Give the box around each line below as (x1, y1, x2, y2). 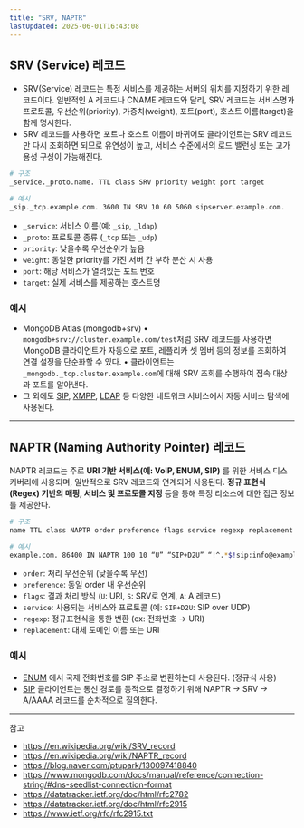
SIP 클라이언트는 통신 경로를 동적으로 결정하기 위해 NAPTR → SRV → (22, 683, 269, 694)
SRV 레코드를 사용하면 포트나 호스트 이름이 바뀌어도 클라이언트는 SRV (22, 129, 269, 140)
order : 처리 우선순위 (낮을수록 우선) (22, 568, 148, 579)
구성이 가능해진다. (39, 151, 103, 162)
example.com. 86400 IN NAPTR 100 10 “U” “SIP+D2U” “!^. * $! (9, 550, 237, 560)
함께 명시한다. (22, 117, 72, 128)
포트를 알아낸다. (32, 379, 89, 390)
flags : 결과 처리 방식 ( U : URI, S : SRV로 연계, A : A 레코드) (22, 590, 222, 601)
